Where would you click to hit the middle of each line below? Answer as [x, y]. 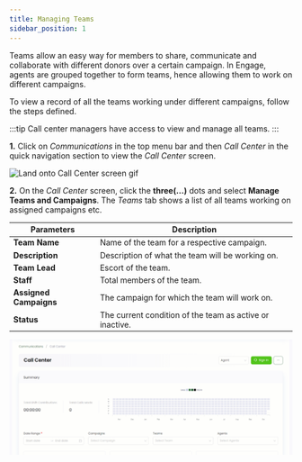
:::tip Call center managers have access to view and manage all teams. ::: [144, 128]
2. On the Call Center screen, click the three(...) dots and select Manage [145, 190]
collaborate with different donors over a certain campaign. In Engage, [138, 65]
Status [26, 319]
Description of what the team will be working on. [189, 255]
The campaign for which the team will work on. [187, 297]
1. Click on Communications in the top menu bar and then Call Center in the [149, 146]
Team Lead [34, 267]
